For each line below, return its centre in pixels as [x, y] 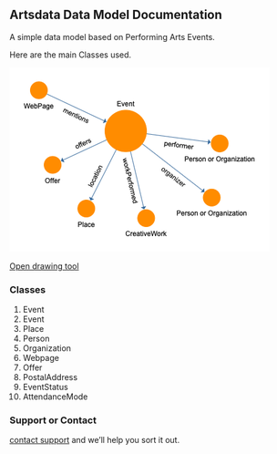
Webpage [41, 358]
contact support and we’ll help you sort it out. [95, 440]
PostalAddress [50, 377]
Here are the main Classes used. [71, 55]
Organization [46, 348]
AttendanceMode [55, 397]
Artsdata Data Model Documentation [116, 15]
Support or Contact [53, 420]
